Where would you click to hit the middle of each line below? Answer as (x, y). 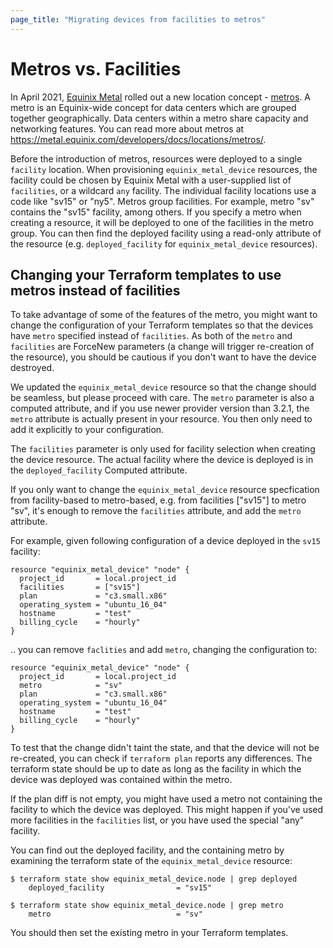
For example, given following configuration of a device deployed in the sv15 (165, 541)
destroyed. (32, 368)
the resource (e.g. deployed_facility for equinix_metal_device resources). (164, 243)
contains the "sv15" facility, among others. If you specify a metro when (156, 212)
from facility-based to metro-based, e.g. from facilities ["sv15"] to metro (158, 500)
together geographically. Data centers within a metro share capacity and (159, 118)
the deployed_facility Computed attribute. (99, 470)
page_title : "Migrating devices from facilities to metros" (138, 19)
